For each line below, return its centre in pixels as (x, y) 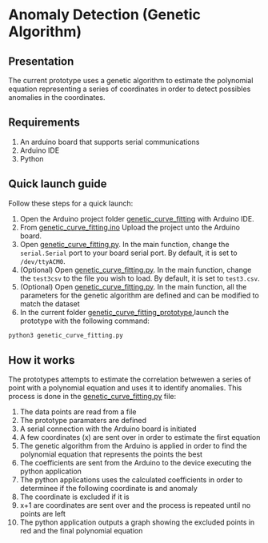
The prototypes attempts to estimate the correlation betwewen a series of (130, 379)
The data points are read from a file (78, 412)
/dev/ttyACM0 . (42, 261)
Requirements (44, 123)
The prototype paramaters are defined (83, 421)
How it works (42, 360)
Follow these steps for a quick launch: (71, 203)
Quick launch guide (58, 184)
